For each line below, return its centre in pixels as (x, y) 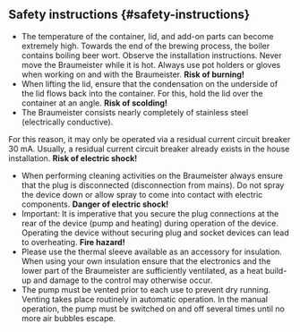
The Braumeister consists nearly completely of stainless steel (135, 112)
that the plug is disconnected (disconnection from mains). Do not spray (153, 185)
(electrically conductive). (67, 122)
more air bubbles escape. (69, 318)
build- (276, 270)
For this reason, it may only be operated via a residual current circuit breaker (150, 139)
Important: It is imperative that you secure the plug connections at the (150, 213)
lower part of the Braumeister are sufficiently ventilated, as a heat (142, 270)
